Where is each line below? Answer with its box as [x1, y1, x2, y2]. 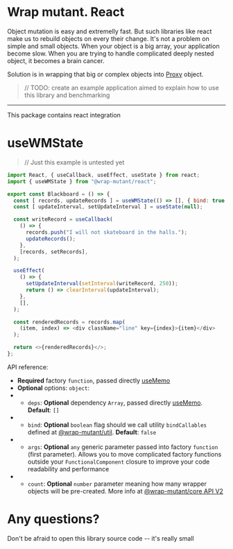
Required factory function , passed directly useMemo [17, 376, 171, 385]
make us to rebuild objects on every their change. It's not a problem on [7, 34, 209, 42]
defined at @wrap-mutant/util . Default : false [27, 428, 157, 436]
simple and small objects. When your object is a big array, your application [7, 42, 220, 50]
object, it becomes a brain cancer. [7, 56, 105, 65]
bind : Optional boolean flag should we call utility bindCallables [27, 421, 207, 429]
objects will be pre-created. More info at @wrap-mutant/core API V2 [27, 487, 224, 495]
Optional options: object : [17, 383, 90, 392]
